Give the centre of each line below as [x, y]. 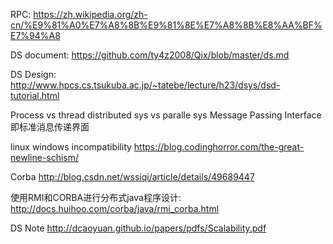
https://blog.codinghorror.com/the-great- [219, 147]
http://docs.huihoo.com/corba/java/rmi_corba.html [115, 208]
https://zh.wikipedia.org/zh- [90, 14]
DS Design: [33, 74]
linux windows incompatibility [71, 147]
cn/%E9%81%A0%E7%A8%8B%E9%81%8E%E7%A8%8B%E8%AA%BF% [166, 25]
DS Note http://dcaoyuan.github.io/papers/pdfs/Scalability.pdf [138, 228]
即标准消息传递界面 [50, 127]
